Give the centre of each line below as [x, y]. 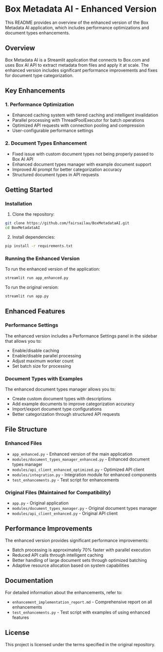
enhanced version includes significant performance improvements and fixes [81, 70]
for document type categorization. [39, 75]
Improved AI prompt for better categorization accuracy [67, 169]
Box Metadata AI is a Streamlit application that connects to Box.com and [77, 60]
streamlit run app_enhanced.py [37, 278]
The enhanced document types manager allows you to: [60, 389]
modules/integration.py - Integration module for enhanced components [84, 475]
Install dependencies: [34, 237]
